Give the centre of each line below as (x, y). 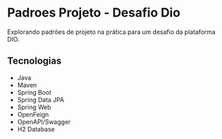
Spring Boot (34, 92)
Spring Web (34, 107)
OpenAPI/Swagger (44, 122)
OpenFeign (33, 114)
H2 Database (36, 129)
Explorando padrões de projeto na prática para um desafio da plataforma (111, 32)
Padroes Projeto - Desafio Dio (94, 13)
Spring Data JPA (41, 100)
